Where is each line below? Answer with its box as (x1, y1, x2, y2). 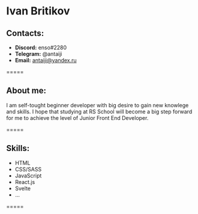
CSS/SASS (14, 165, 42, 173)
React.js (14, 178, 35, 185)
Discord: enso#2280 (14, 44, 67, 51)
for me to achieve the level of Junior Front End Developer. (6, 114, 149, 121)
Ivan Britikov (6, 4, 70, 18)
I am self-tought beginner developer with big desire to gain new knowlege (6, 101, 189, 108)
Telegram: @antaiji (14, 50, 62, 58)
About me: (6, 86, 47, 96)
